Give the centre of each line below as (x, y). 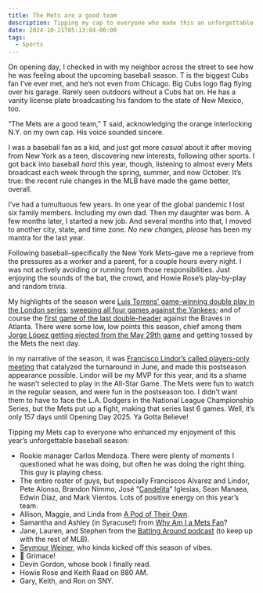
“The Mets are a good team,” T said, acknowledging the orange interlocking (130, 124)
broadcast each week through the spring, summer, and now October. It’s (125, 173)
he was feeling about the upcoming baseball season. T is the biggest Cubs (128, 75)
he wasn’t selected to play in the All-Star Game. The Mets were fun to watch (131, 384)
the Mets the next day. (44, 343)
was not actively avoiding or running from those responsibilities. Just (119, 270)
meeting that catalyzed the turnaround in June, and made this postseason (127, 367)
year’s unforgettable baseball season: (68, 441)
